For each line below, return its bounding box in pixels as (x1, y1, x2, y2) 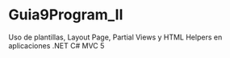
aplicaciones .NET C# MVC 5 (8, 40, 105, 50)
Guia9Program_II (8, 6, 123, 24)
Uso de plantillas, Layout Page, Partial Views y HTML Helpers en (8, 32, 223, 42)
